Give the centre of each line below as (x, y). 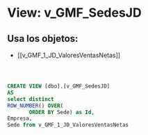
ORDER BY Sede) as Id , (62, 112)
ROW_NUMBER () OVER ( (35, 106)
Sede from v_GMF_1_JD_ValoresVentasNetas (68, 125)
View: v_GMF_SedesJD (74, 13)
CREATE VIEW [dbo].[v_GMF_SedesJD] (59, 86)
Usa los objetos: (43, 39)
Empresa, (20, 119)
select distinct (31, 99)
